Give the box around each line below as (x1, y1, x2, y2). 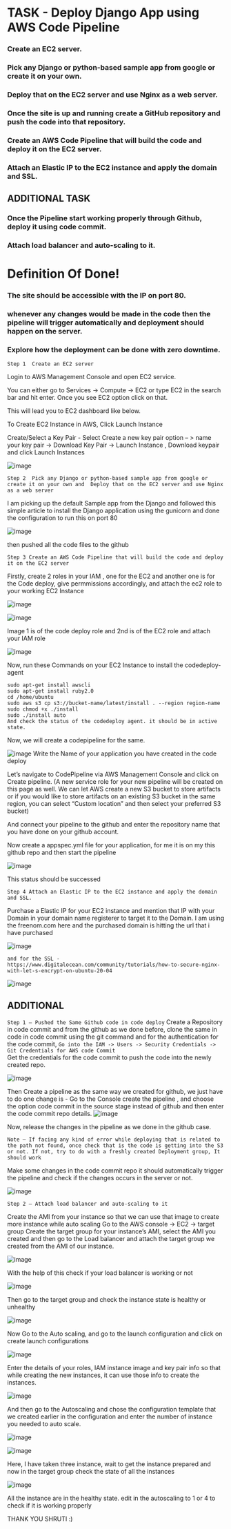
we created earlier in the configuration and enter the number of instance (7, 1412, 212, 1421)
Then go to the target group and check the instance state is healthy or (7, 1296, 206, 1304)
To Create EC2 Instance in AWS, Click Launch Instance (7, 420, 163, 429)
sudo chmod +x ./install (7, 706, 79, 713)
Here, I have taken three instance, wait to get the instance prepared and (7, 1460, 212, 1468)
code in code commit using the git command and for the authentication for (7, 1032, 219, 1041)
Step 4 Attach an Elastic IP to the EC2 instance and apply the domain (7, 889, 217, 896)
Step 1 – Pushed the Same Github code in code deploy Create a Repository (7, 1018, 223, 1026)
